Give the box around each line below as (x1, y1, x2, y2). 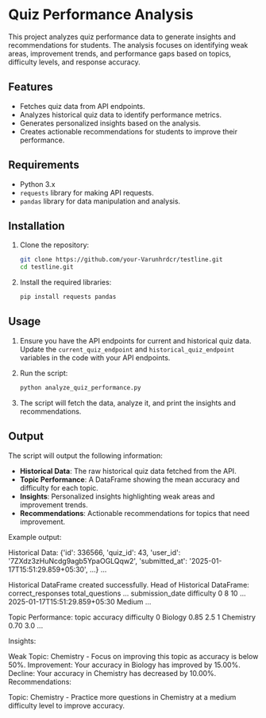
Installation (8, 219, 65, 232)
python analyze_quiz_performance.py (19, 383, 141, 391)
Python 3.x (19, 179, 56, 188)
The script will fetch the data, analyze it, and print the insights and (19, 398, 236, 407)
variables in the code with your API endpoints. (19, 352, 171, 363)
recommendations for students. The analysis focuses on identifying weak (8, 40, 249, 49)
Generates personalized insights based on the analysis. (19, 118, 201, 128)
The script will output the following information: (8, 451, 163, 460)
